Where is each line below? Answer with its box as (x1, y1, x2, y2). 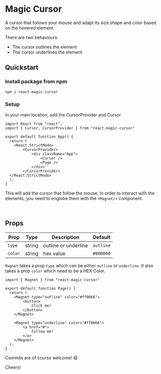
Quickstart (5, 63, 39, 72)
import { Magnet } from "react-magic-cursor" (5, 277, 100, 282)
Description (51, 233, 80, 240)
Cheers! (5, 364, 21, 370)
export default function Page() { (5, 286, 76, 291)
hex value (43, 250, 65, 257)
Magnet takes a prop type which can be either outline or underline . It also (5, 262, 154, 268)
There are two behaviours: (5, 34, 59, 40)
